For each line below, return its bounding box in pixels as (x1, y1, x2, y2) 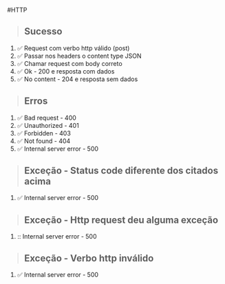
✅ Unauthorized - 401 (17, 121, 79, 129)
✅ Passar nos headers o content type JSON (17, 52, 142, 60)
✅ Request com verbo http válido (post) (17, 44, 130, 52)
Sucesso (23, 25, 63, 37)
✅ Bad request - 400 (17, 113, 77, 122)
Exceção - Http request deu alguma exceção (23, 214, 219, 226)
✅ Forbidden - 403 (17, 129, 71, 137)
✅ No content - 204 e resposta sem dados (17, 75, 138, 83)
